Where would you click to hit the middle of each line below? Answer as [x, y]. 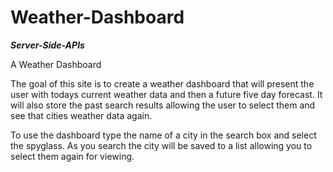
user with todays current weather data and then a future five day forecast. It [166, 94]
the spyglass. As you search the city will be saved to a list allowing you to [161, 145]
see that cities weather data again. [81, 115]
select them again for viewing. [72, 156]
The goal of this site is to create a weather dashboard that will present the [162, 83]
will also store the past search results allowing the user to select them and [163, 105]
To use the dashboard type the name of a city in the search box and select [163, 135]
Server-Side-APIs [47, 45]
